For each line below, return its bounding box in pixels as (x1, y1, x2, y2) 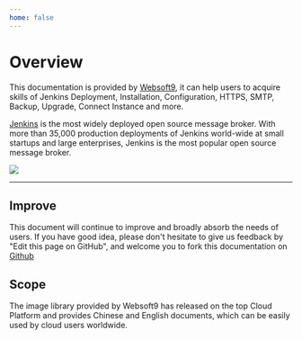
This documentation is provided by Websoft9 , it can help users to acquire (9, 82, 281, 93)
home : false (9, 13, 54, 22)
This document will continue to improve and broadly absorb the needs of (9, 222, 279, 233)
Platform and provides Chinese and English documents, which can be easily (9, 310, 290, 321)
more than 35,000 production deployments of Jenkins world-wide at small (9, 128, 285, 138)
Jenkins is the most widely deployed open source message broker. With (9, 118, 276, 129)
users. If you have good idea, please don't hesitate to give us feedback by (9, 231, 284, 243)
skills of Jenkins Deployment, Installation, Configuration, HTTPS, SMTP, (9, 91, 275, 102)
